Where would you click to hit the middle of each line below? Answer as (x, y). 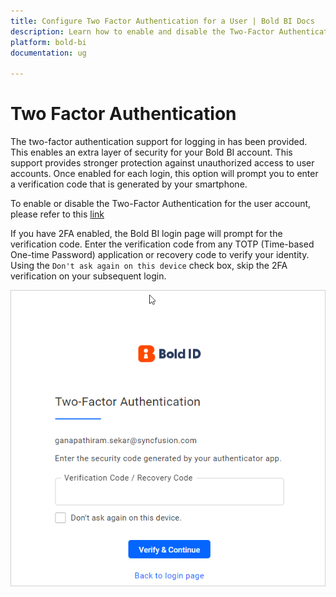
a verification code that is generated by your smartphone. (129, 184)
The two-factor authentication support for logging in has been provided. (159, 142)
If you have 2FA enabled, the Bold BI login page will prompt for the (146, 234)
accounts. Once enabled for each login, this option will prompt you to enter (164, 174)
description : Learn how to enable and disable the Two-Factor (142, 31)
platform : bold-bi (48, 42)
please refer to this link (57, 214)
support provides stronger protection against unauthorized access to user (162, 163)
